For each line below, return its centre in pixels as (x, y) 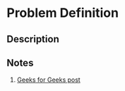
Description (33, 39)
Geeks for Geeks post (48, 80)
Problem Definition (63, 13)
